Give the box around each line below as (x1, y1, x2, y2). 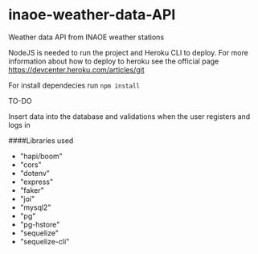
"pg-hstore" (19, 219, 60, 229)
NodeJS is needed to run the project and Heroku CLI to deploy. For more (8, 47, 249, 57)
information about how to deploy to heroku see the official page (8, 56, 219, 66)
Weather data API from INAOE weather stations (8, 32, 165, 42)
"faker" (19, 185, 44, 195)
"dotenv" (19, 168, 51, 178)
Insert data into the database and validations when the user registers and (8, 111, 251, 121)
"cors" (19, 159, 42, 170)
